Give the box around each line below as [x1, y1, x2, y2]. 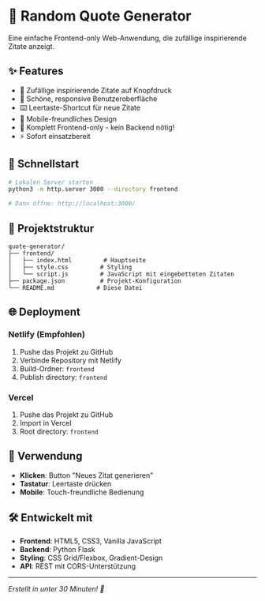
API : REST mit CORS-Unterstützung [19, 561, 136, 571]
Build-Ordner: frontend [19, 363, 95, 374]
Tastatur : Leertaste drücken [19, 479, 112, 488]
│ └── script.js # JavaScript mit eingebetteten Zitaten [8, 270, 235, 278]
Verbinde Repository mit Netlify [19, 355, 122, 365]
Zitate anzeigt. [8, 41, 55, 51]
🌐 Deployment [8, 306, 80, 319]
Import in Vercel [19, 418, 73, 427]
